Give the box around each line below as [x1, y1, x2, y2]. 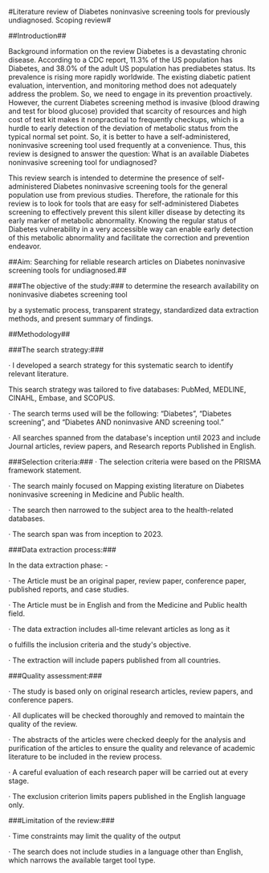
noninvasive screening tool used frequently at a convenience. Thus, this [8, 141, 247, 150]
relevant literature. [8, 369, 69, 379]
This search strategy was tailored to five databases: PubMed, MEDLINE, [8, 385, 247, 394]
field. [8, 609, 26, 618]
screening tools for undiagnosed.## [8, 265, 127, 275]
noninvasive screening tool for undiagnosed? [8, 158, 157, 167]
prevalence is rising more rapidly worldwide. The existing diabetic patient [8, 72, 251, 81]
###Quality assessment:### [8, 671, 103, 680]
